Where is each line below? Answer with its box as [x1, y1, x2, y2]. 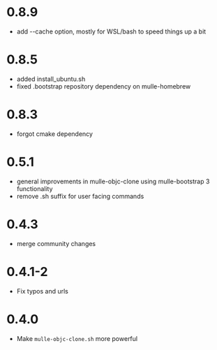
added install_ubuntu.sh [16, 75, 86, 83]
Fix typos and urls [16, 287, 69, 295]
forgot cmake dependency [16, 130, 93, 138]
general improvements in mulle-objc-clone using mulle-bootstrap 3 [16, 177, 210, 185]
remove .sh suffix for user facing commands [16, 192, 144, 200]
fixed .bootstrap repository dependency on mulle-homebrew [16, 82, 191, 91]
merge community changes [16, 239, 96, 248]
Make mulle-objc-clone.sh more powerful [16, 334, 137, 342]
